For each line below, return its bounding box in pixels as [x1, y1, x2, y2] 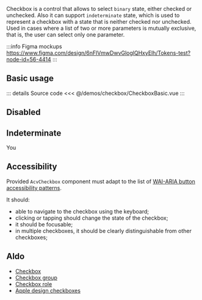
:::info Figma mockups [6, 43, 62, 50]
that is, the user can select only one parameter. [6, 31, 125, 38]
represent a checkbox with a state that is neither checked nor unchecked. [6, 18, 192, 25]
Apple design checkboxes [15, 287, 81, 294]
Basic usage [6, 73, 54, 84]
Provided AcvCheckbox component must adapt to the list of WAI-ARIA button [6, 178, 195, 185]
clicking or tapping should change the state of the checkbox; [15, 214, 168, 222]
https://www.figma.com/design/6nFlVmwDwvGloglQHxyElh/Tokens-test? [6, 49, 191, 57]
